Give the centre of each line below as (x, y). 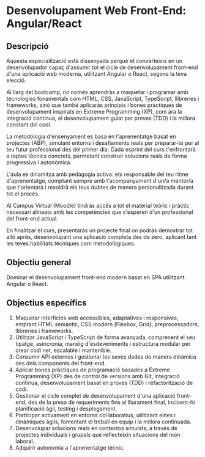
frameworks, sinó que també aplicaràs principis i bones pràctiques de (94, 105)
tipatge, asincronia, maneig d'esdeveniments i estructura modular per (103, 343)
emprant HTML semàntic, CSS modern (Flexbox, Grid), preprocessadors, (107, 324)
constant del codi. (29, 125)
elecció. (16, 80)
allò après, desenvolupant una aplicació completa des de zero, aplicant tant (102, 237)
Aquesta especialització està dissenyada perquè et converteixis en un (95, 61)
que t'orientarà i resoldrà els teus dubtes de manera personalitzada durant (100, 187)
